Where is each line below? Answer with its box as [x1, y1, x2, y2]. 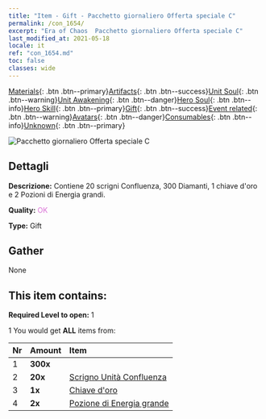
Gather [8, 243, 44, 258]
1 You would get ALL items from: [8, 326, 116, 335]
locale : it [8, 42, 45, 50]
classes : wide [8, 64, 56, 73]
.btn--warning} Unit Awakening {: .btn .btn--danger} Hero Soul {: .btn [8, 94, 231, 105]
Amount [29, 345, 62, 356]
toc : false [8, 57, 45, 65]
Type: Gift [8, 221, 42, 230]
